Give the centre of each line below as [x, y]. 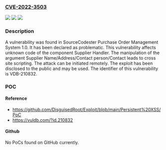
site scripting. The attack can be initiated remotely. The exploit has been [79, 63]
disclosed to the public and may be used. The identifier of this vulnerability [82, 69]
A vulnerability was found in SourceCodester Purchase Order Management [82, 42]
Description [20, 31]
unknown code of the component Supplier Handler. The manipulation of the [83, 53]
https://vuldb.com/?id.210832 [42, 120]
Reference [16, 98]
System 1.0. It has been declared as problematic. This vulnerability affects [81, 47]
